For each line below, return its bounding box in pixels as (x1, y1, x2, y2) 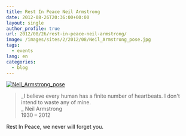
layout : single (6, 20, 44, 26)
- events (11, 48, 33, 54)
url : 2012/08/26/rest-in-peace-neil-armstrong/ (6, 31, 127, 37)
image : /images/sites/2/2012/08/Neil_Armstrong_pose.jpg (6, 37, 151, 43)
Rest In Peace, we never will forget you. (6, 123, 103, 131)
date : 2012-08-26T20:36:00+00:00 (6, 14, 90, 20)
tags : (6, 43, 20, 49)
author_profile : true (6, 25, 60, 32)
